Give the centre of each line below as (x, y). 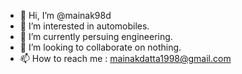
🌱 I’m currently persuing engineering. (96, 36)
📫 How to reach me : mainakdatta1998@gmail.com (125, 58)
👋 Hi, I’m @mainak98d (65, 15)
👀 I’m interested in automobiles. (84, 26)
